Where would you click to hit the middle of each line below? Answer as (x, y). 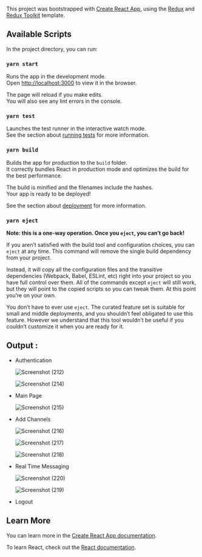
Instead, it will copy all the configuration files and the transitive (84, 269)
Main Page (29, 395)
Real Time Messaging (42, 466)
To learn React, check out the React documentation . (71, 547)
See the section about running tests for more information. (78, 135)
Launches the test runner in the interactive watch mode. (76, 129)
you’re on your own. (31, 295)
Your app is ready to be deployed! (49, 193)
